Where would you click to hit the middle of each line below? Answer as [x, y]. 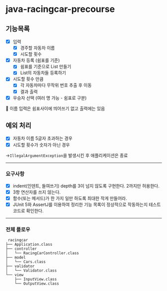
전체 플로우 [18, 230]
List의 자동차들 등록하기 [43, 73]
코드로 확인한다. [28, 211]
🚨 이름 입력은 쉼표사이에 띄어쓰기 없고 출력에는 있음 [56, 108]
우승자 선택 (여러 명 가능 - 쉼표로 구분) [50, 97]
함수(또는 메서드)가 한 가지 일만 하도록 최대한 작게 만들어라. [70, 198]
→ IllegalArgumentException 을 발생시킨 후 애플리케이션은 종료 [67, 155]
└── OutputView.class [37, 284]
